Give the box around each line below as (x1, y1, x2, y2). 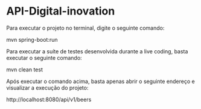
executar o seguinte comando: (6, 54, 83, 61)
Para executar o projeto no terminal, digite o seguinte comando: (6, 24, 165, 31)
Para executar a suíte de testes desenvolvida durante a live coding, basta (6, 47, 188, 55)
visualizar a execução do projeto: (6, 84, 89, 91)
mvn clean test (6, 65, 43, 73)
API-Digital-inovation (6, 4, 115, 18)
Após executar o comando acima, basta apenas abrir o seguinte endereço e (6, 78, 195, 85)
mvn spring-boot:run (6, 36, 58, 43)
